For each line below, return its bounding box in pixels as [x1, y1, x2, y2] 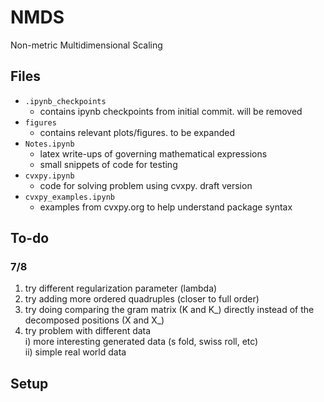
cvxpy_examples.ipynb [24, 192, 115, 202]
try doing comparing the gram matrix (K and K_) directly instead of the [24, 304, 315, 316]
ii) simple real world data [24, 346, 127, 358]
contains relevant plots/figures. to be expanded [39, 126, 236, 138]
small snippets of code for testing [39, 158, 178, 170]
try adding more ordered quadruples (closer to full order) [24, 293, 260, 305]
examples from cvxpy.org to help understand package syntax [39, 201, 293, 213]
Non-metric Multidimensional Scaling [10, 39, 163, 51]
